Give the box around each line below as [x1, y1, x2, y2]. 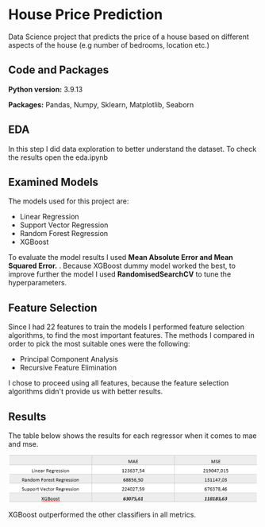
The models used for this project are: [8, 196, 129, 206]
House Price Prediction [8, 6, 163, 24]
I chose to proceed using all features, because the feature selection [8, 378, 229, 388]
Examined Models [8, 175, 99, 188]
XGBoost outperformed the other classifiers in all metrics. [8, 510, 197, 519]
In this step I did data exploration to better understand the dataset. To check [8, 144, 257, 153]
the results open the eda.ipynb [8, 153, 109, 162]
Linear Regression [19, 212, 79, 222]
